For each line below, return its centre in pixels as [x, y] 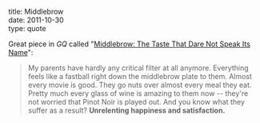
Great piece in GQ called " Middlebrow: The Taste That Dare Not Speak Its [129, 44]
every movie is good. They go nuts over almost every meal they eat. [140, 85]
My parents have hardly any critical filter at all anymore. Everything [138, 68]
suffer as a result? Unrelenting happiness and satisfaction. [126, 110]
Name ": [21, 52]
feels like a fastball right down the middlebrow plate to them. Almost [140, 76]
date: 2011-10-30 [36, 20]
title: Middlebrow [36, 12]
